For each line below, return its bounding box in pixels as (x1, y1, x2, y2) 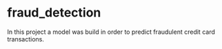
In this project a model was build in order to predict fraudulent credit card (7, 28, 215, 36)
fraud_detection (7, 5, 101, 21)
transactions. (7, 35, 45, 43)
